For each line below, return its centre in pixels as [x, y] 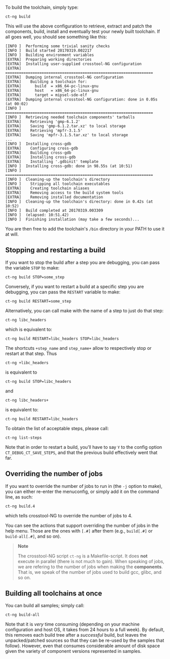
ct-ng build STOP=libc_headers [38, 381]
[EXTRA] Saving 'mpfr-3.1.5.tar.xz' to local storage [67, 135]
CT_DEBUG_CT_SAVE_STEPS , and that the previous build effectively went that [81, 452]
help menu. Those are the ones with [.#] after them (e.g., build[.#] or [79, 531]
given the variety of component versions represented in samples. [73, 651]
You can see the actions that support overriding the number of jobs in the [82, 525]
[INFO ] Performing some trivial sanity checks [58, 46]
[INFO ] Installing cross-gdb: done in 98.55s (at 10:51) [69, 166]
